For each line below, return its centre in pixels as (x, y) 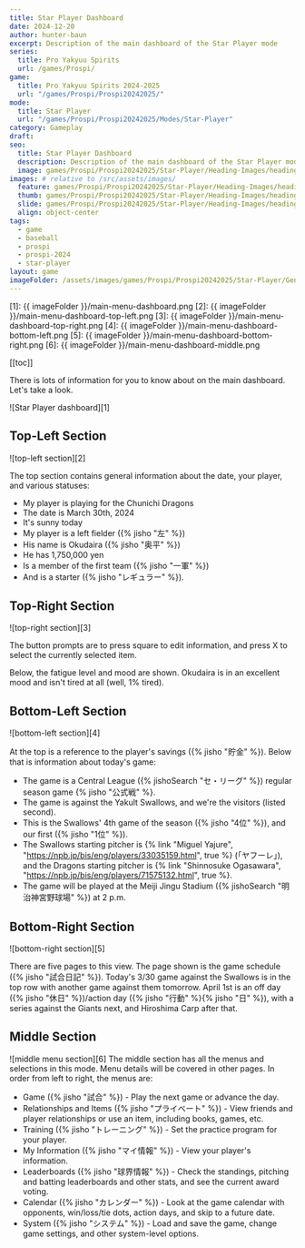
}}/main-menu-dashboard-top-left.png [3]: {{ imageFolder (118, 316)
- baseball (38, 238)
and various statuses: (49, 485)
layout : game (34, 272)
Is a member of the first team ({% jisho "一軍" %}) (116, 565)
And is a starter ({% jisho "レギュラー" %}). (103, 577)
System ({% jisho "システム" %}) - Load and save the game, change (150, 1223)
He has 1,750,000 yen (63, 554)
